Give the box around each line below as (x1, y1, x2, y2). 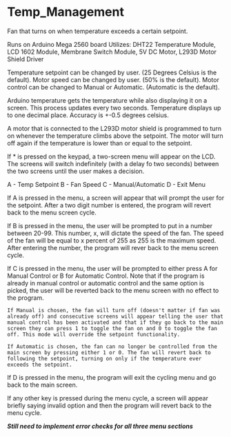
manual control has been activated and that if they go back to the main (7, 318, 224, 326)
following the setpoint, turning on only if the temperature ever (7, 355, 202, 362)
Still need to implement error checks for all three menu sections (7, 422, 193, 430)
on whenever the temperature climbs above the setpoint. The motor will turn (7, 132, 224, 140)
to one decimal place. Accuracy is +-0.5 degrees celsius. (7, 111, 169, 119)
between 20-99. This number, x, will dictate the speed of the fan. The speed (7, 229, 224, 237)
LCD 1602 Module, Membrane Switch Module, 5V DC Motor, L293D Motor (7, 48, 217, 56)
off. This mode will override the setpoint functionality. (7, 331, 181, 338)
